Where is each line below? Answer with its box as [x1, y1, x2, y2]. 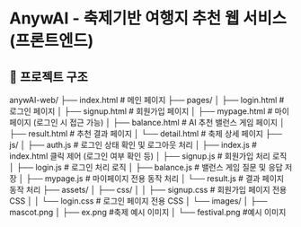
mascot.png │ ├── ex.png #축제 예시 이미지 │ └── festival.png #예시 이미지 [9, 207, 287, 217]
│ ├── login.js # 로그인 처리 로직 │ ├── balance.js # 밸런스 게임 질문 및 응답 [9, 162, 283, 172]
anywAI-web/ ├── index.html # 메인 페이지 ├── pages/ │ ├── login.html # [9, 95, 285, 105]
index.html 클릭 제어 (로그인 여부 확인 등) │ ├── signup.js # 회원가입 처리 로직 [9, 151, 288, 162]
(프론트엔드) [9, 31, 94, 51]
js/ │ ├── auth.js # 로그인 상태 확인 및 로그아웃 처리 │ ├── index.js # [9, 140, 258, 150]
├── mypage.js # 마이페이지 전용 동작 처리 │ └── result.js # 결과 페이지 [25, 173, 285, 184]
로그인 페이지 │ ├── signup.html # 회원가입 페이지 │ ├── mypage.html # [9, 106, 273, 117]
